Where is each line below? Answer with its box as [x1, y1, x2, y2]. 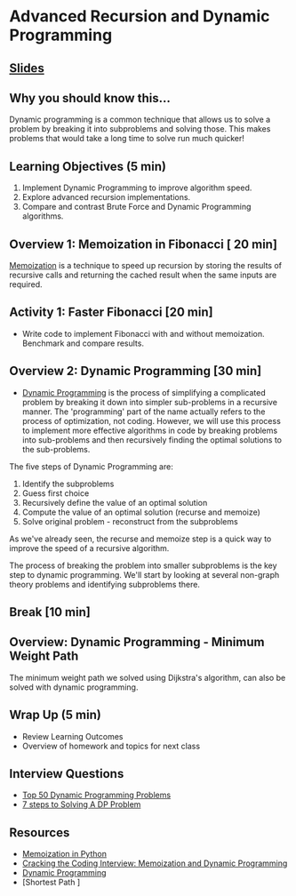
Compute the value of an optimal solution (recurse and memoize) [21, 507, 260, 517]
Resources [9, 825, 70, 840]
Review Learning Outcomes [21, 731, 124, 741]
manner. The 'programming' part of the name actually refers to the [21, 406, 266, 417]
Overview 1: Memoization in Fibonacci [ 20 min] [9, 236, 278, 252]
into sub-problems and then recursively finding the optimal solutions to [21, 434, 283, 445]
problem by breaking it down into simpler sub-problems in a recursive [21, 396, 278, 407]
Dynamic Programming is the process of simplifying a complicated [21, 387, 266, 397]
